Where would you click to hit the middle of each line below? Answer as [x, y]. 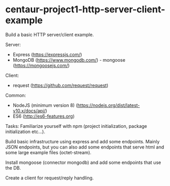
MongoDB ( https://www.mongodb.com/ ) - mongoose [69, 60]
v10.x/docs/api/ [29, 110]
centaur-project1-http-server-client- [85, 10]
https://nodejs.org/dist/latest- [109, 105]
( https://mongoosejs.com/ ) [41, 65]
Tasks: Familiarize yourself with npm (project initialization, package [76, 126]
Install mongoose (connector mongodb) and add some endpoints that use [83, 162]
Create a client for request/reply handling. [50, 178]
